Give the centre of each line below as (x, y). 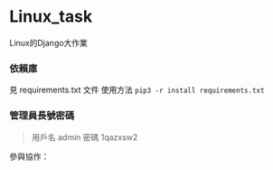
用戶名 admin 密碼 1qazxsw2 (85, 137)
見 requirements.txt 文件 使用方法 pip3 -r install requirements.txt (137, 90)
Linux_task (51, 17)
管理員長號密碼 (42, 116)
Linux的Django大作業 (49, 42)
